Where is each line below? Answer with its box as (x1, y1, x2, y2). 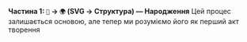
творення (8, 25, 41, 34)
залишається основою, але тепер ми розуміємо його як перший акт (8, 17, 240, 26)
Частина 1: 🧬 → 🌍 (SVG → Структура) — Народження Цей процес (8, 7, 232, 16)
